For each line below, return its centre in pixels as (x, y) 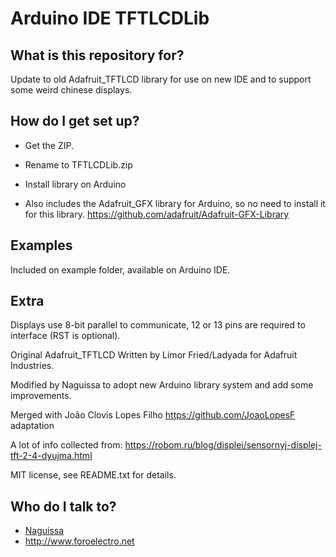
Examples (41, 245)
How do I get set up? (75, 121)
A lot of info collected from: (66, 445)
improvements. (41, 396)
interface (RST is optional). (65, 336)
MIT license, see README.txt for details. (93, 475)
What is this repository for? (97, 55)
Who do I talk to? (63, 506)
